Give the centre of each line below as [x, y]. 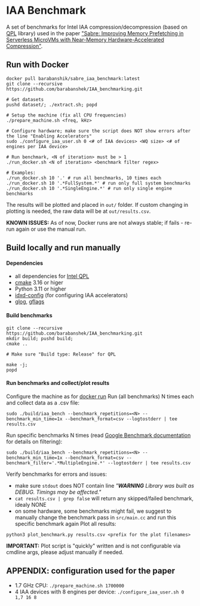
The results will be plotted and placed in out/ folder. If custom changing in [97, 204]
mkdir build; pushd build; [40, 338]
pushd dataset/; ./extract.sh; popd [52, 105]
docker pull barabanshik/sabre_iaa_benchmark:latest [73, 78]
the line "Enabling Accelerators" [49, 136]
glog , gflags [30, 302]
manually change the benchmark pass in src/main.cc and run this [96, 517]
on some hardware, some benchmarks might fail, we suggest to [93, 511]
